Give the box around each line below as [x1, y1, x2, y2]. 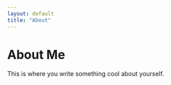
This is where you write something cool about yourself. [7, 70, 165, 78]
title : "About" [7, 17, 51, 24]
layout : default [7, 10, 54, 17]
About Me [7, 47, 65, 63]
